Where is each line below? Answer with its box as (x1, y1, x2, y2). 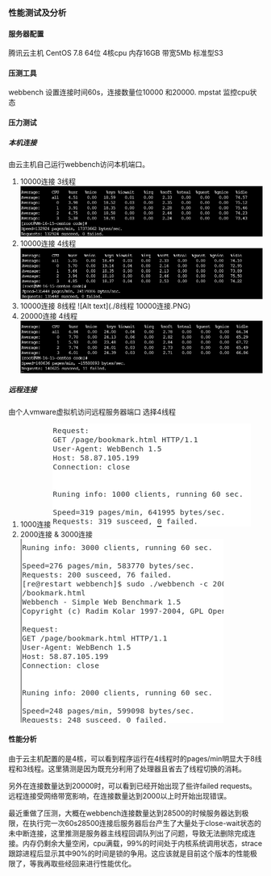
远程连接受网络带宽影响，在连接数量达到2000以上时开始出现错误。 (8, 790, 231, 800)
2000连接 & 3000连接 (19, 529, 93, 539)
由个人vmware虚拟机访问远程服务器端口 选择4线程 (8, 407, 176, 416)
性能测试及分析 (8, 6, 67, 18)
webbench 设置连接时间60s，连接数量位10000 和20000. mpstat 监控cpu (8, 87, 250, 98)
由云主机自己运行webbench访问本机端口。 (8, 159, 150, 169)
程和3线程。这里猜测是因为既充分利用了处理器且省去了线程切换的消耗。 (8, 764, 246, 774)
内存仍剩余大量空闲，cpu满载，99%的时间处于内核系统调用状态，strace (22, 838, 263, 848)
